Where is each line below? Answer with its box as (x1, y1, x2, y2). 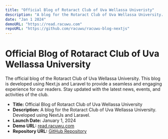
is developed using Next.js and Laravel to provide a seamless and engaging (5, 81, 162, 87)
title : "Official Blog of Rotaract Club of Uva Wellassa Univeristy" (5, 7, 155, 13)
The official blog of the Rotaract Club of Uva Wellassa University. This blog (5, 75, 160, 81)
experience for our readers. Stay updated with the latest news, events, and (5, 86, 160, 92)
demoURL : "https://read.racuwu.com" (5, 21, 82, 27)
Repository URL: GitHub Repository (12, 128, 87, 134)
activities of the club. (5, 91, 49, 98)
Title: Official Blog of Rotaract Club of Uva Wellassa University (12, 102, 143, 108)
